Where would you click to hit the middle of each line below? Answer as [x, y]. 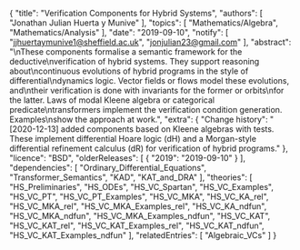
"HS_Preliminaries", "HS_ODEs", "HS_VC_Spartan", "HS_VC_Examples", [142, 187]
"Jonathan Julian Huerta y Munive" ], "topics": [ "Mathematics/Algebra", [144, 23]
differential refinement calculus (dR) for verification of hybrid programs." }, [149, 148]
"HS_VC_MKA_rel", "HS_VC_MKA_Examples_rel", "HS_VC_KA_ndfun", [138, 206]
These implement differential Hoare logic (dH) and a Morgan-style [133, 139]
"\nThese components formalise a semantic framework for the [126, 52]
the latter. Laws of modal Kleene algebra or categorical [112, 100]
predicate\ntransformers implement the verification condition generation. [146, 110]
